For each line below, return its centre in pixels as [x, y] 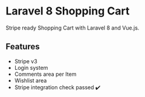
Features [23, 47]
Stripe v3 [26, 61]
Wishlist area [31, 80]
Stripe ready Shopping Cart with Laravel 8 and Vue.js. [72, 28]
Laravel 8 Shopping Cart [68, 11]
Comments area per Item [45, 74]
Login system [31, 67]
